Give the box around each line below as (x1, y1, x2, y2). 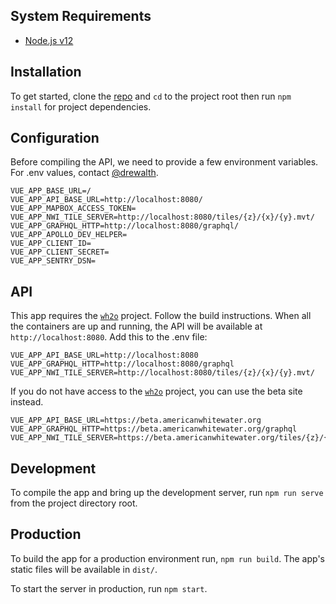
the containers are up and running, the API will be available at (10, 320, 263, 333)
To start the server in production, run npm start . (10, 582, 208, 594)
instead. (10, 396, 44, 408)
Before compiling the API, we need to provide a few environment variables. (10, 156, 319, 168)
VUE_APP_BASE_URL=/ (10, 186, 92, 196)
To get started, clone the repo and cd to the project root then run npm (10, 90, 292, 102)
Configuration (10, 130, 100, 147)
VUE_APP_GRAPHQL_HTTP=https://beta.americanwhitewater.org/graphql (10, 424, 298, 434)
